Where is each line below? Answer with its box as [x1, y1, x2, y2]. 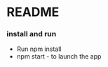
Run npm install [16, 45, 62, 53]
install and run [6, 29, 57, 39]
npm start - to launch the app [16, 52, 102, 61]
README [6, 4, 60, 20]
